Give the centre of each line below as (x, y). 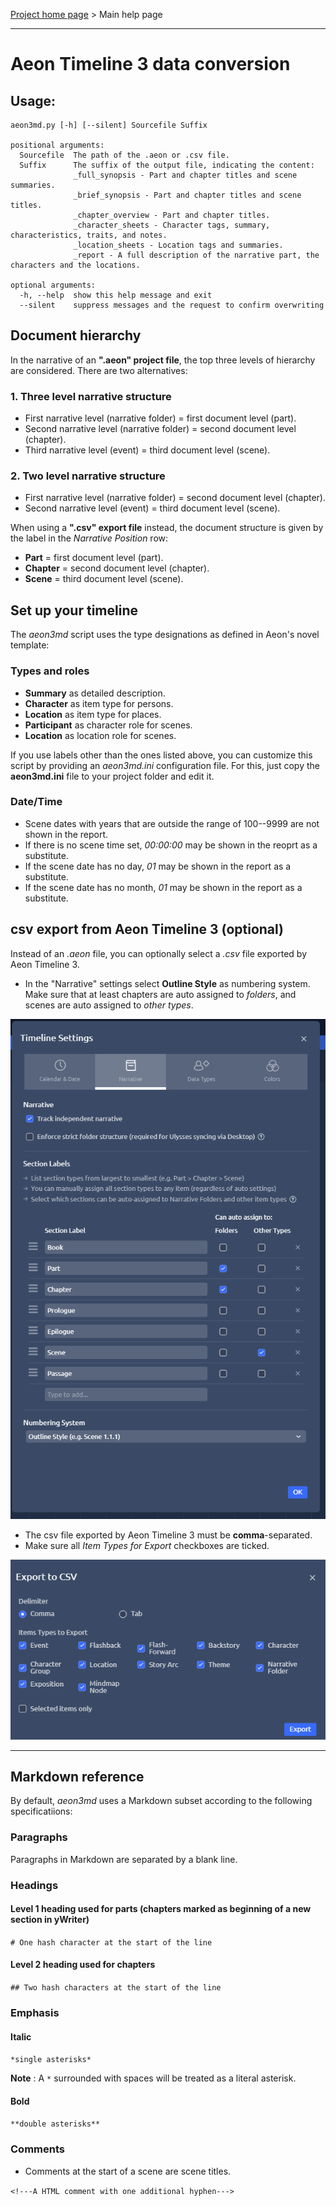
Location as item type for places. (93, 714)
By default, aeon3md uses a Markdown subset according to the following (161, 1801)
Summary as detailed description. (95, 693)
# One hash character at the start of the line (111, 1942)
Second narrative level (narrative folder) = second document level (160, 429)
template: (30, 645)
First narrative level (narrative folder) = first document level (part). (160, 418)
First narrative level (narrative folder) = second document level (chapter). (175, 498)
